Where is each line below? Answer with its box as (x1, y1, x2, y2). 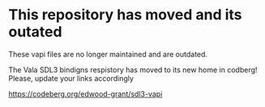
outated (8, 23, 62, 41)
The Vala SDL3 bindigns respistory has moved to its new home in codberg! (8, 64, 258, 74)
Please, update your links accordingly (8, 73, 134, 83)
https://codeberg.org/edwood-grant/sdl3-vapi (8, 88, 163, 98)
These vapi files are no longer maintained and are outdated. (8, 49, 208, 59)
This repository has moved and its (8, 6, 242, 24)
